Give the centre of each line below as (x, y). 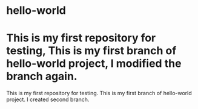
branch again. (42, 76)
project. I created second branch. (48, 99)
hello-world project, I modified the (94, 64)
